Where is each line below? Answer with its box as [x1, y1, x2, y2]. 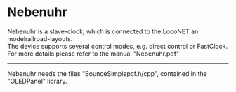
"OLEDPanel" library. [7, 77, 68, 85]
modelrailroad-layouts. [7, 34, 73, 43]
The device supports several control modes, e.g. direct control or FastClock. [7, 42, 228, 50]
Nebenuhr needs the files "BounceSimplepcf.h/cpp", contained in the [7, 69, 207, 77]
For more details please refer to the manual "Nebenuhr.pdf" [7, 49, 180, 58]
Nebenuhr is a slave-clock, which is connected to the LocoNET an [7, 27, 199, 36]
